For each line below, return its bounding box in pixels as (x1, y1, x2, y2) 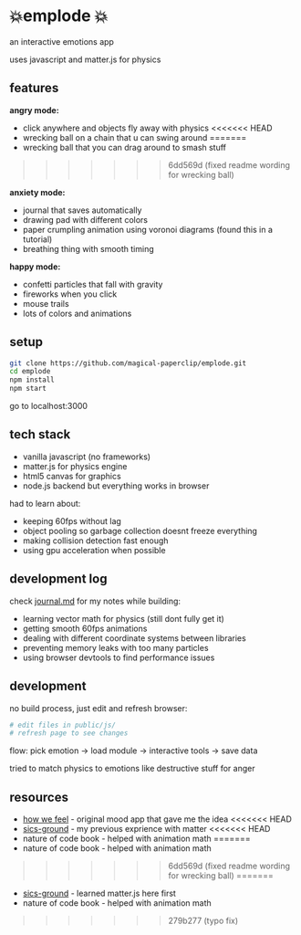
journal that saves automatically (22, 205, 142, 215)
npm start (9, 384, 47, 394)
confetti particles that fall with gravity (22, 278, 163, 289)
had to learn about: (9, 498, 81, 509)
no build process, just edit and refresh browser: (9, 702, 188, 713)
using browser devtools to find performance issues (22, 652, 215, 663)
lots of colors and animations (22, 308, 132, 319)
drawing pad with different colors (22, 214, 149, 225)
